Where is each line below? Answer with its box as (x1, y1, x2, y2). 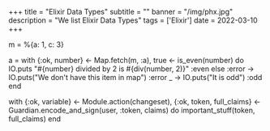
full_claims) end (8, 114, 61, 124)
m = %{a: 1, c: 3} (8, 40, 65, 49)
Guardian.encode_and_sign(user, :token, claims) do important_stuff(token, (8, 105, 255, 115)
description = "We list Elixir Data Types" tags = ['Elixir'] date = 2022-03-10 (8, 15, 258, 25)
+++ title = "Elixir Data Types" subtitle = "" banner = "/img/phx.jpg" (8, 7, 234, 16)
